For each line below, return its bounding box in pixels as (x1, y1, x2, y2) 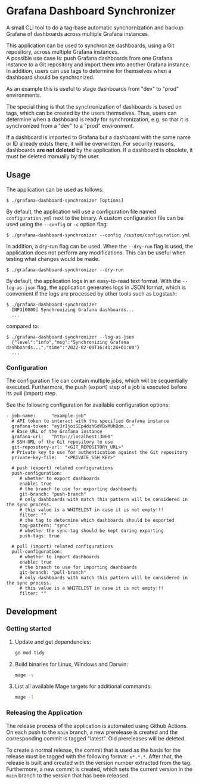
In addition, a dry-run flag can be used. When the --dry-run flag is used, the (6, 242, 194, 250)
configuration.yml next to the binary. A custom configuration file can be (6, 214, 184, 222)
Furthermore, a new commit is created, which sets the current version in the (6, 765, 192, 773)
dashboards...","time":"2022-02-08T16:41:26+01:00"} (6, 345, 140, 351)
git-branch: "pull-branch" (19, 570, 86, 576)
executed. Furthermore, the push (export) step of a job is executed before (6, 383, 188, 391)
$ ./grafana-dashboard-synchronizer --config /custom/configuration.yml (6, 232, 191, 238)
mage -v (14, 672, 34, 678)
